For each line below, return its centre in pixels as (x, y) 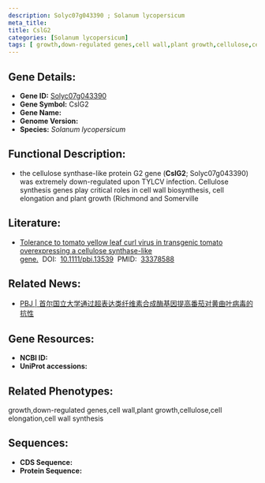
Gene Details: (42, 77)
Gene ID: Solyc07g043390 (63, 95)
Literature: (35, 223)
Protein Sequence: (51, 470)
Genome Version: (49, 121)
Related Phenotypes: (61, 391)
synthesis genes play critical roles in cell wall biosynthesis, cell (122, 189)
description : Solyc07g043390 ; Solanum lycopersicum (97, 15)
